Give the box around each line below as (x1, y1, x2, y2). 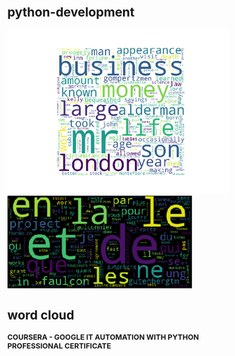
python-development (7, 4, 135, 20)
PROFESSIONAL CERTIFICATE (7, 341, 111, 351)
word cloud (7, 307, 75, 324)
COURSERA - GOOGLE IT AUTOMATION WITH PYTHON (7, 332, 199, 342)
